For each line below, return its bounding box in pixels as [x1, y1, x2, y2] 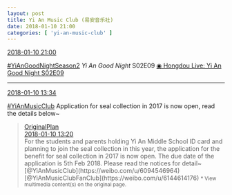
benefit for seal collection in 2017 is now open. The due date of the [23, 152, 215, 161]
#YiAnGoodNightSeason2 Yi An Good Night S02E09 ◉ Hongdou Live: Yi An [7, 61, 222, 70]
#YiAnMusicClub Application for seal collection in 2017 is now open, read [7, 102, 215, 110]
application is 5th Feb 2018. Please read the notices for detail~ [23, 159, 202, 167]
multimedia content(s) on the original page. [23, 181, 126, 188]
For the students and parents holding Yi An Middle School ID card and [23, 137, 223, 145]
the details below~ [7, 110, 60, 118]
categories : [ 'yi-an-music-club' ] [7, 29, 113, 37]
